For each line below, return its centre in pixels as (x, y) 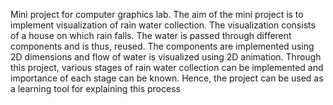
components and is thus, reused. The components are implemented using (162, 46)
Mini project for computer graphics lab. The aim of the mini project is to (157, 14)
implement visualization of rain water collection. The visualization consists (163, 25)
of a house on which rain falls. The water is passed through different (151, 35)
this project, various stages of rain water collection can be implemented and (167, 67)
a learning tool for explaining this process (95, 88)
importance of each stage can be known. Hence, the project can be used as (167, 78)
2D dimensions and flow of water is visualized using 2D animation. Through (166, 57)
